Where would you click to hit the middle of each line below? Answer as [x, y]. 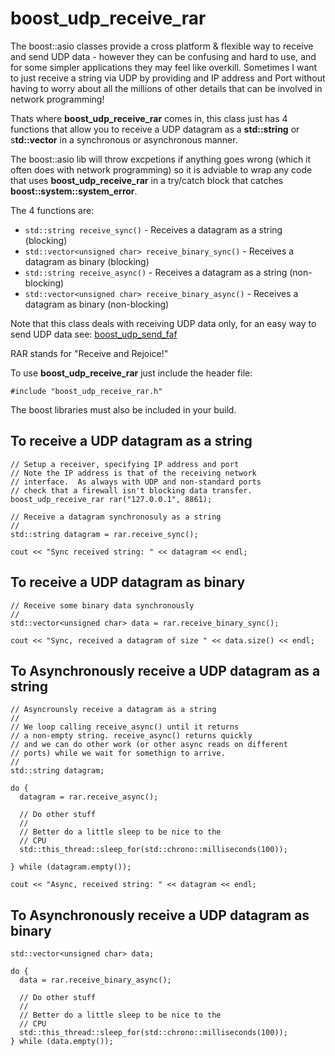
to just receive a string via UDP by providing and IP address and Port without [168, 78]
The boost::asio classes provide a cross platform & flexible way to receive [162, 46]
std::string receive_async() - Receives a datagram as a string [156, 272]
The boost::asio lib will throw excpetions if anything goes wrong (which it [161, 159]
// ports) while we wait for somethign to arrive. [118, 753]
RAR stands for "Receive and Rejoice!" [89, 353]
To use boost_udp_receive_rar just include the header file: [131, 373]
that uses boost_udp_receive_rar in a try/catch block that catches [147, 180]
